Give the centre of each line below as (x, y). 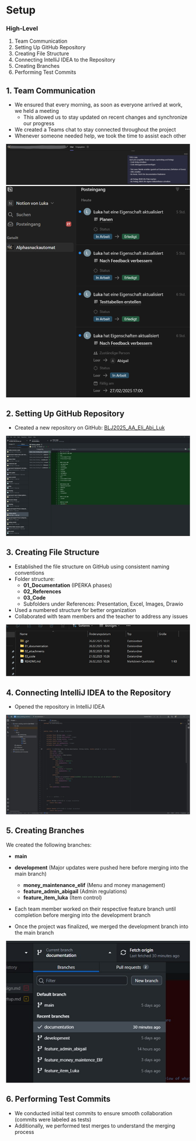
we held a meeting (37, 111)
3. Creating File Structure (53, 553)
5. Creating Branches (45, 831)
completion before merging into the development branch (82, 915)
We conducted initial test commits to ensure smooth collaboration (93, 1113)
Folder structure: (34, 579)
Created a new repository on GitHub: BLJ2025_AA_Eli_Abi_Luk (90, 428)
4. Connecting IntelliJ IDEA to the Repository (88, 692)
